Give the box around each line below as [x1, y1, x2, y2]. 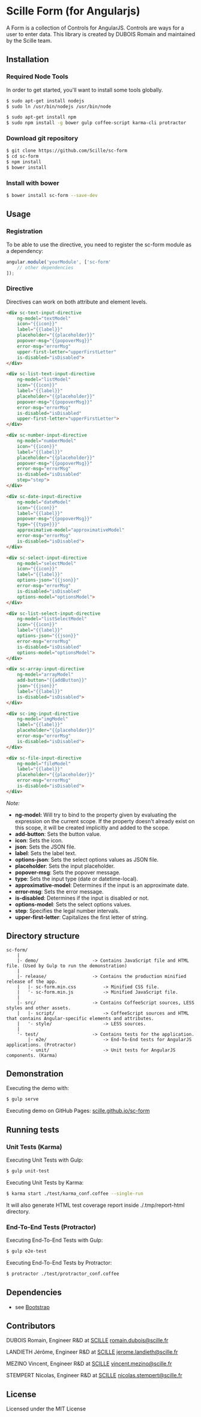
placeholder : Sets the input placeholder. [14, 862, 115, 870]
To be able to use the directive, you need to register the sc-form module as [6, 241, 192, 248]
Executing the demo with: [6, 1085, 69, 1092]
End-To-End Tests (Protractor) [6, 1222, 97, 1231]
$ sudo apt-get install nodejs [6, 98, 85, 104]
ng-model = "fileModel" [17, 761, 71, 767]
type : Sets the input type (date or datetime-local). [14, 875, 138, 882]
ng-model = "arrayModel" [17, 671, 74, 678]
